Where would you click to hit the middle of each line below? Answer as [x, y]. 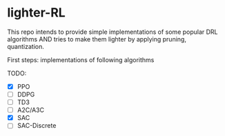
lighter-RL [36, 13]
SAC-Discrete [37, 126]
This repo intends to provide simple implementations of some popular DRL [113, 32]
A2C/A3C [31, 110]
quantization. [26, 46]
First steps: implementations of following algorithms [81, 59]
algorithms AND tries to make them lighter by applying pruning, [97, 39]
